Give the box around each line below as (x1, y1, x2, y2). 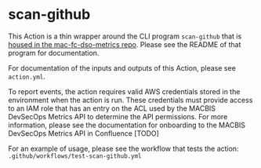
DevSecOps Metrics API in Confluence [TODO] (8, 128, 159, 138)
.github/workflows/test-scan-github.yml (8, 152, 143, 160)
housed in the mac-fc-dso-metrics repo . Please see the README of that (8, 39, 241, 49)
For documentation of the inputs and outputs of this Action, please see (8, 63, 237, 72)
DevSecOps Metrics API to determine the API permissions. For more (8, 111, 228, 121)
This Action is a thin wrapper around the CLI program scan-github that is (8, 31, 242, 41)
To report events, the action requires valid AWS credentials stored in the (8, 86, 241, 96)
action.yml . (8, 71, 45, 81)
